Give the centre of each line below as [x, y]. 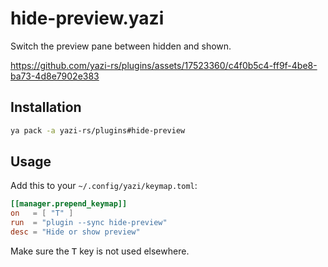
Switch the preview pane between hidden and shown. [121, 46]
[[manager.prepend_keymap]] [69, 204]
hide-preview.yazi [87, 18]
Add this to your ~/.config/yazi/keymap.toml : [104, 186]
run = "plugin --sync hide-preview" [89, 223]
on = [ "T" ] [42, 213]
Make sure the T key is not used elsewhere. [100, 251]
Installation [46, 107]
